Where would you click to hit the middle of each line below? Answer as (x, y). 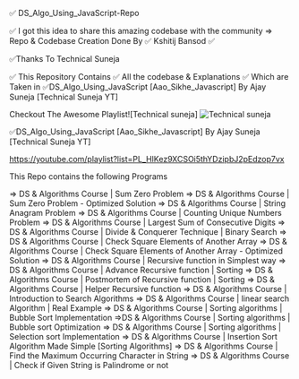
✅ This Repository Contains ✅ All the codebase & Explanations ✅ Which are (149, 77)
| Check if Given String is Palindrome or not (89, 365)
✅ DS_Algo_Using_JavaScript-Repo (74, 13)
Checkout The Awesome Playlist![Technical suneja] (104, 114)
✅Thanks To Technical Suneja (64, 59)
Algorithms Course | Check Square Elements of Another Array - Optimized (146, 251)
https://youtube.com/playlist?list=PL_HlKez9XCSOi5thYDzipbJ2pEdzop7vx (147, 159)
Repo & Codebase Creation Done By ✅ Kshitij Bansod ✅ (112, 41)
